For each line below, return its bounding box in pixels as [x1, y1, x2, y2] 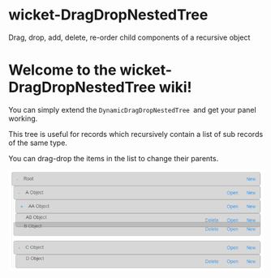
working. [8, 113, 38, 123]
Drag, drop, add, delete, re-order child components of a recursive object [8, 32, 251, 42]
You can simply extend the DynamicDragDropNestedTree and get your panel [8, 105, 257, 114]
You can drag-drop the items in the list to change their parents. [8, 153, 219, 163]
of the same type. [8, 138, 67, 148]
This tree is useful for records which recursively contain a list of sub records [8, 129, 264, 139]
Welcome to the [8, 61, 117, 79]
